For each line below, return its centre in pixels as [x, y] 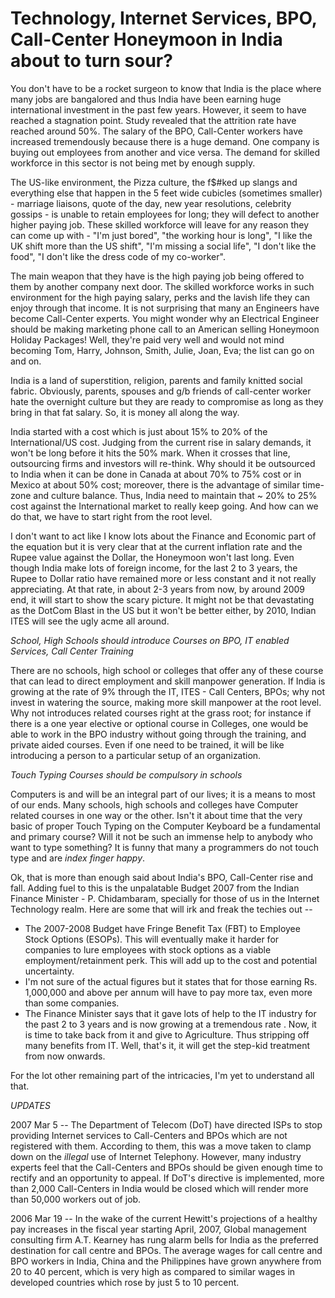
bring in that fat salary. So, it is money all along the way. [125, 412]
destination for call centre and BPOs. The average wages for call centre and [166, 1250]
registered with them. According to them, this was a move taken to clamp [161, 1146]
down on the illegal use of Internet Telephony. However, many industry [156, 1156]
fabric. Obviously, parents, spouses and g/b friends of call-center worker [161, 391]
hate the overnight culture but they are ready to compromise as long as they [167, 401]
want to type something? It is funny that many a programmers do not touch [165, 847]
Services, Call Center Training [72, 651]
